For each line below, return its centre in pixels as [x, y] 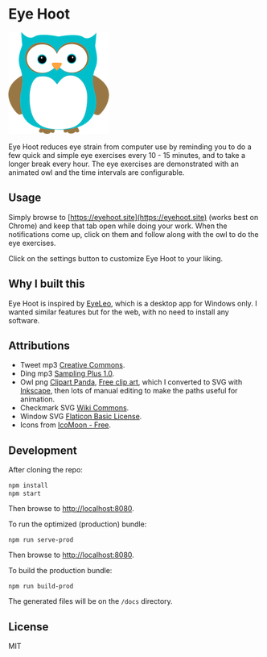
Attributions [39, 345]
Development [43, 450]
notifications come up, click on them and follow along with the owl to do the [133, 234]
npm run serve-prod [41, 540]
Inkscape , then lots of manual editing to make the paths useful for [129, 391]
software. [24, 320]
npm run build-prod [41, 586]
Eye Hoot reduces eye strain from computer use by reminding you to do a [130, 147]
